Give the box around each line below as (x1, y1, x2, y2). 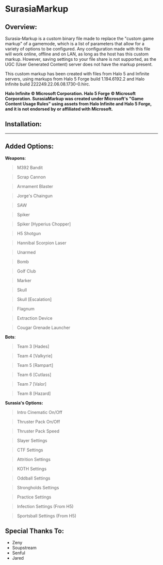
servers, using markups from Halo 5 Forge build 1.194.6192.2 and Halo (5, 76, 145, 82)
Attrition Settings (16, 456, 51, 462)
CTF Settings (16, 447, 44, 453)
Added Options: (5, 142, 54, 151)
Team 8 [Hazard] (16, 390, 51, 396)
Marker (16, 277, 32, 283)
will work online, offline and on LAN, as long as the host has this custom (5, 51, 149, 57)
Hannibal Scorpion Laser (16, 240, 66, 246)
